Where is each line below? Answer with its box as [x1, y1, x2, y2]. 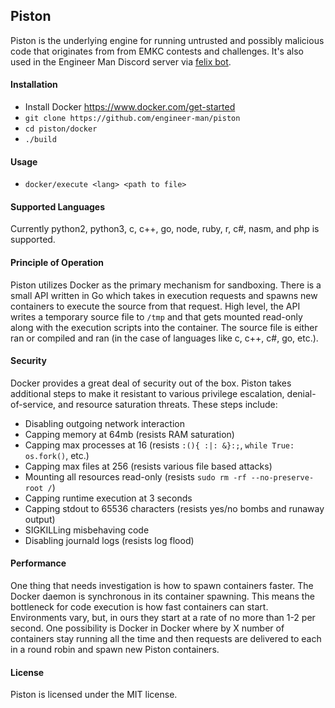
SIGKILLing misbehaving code [24, 524, 150, 536]
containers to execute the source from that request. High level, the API [10, 300, 301, 312]
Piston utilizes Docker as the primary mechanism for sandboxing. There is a [10, 279, 322, 291]
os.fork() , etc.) [24, 449, 90, 461]
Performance [10, 557, 67, 569]
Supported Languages [10, 200, 106, 213]
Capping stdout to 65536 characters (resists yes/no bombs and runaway [24, 502, 325, 514]
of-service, [10, 398, 57, 410]
